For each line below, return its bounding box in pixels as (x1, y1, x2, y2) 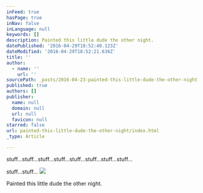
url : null (12, 111, 37, 117)
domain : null (12, 105, 45, 111)
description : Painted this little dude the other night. (6, 37, 154, 43)
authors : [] (6, 88, 37, 94)
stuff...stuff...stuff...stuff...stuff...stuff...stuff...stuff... (6, 155, 133, 163)
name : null (12, 99, 40, 105)
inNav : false (6, 20, 40, 26)
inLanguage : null (6, 26, 51, 32)
